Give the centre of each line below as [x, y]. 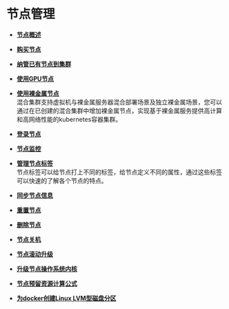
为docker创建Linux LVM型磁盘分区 [66, 298]
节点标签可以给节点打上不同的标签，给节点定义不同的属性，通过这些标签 [119, 172]
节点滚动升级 [34, 254]
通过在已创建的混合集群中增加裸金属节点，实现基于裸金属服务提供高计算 [119, 111]
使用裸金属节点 [38, 93]
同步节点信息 [34, 195]
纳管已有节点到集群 [44, 64]
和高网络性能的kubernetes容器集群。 [69, 119]
